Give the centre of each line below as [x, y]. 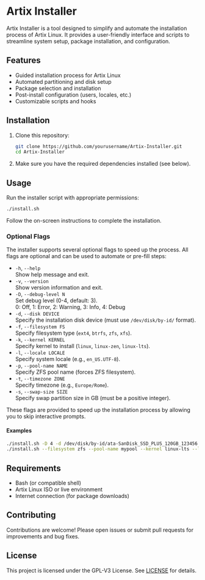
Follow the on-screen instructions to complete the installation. [84, 221]
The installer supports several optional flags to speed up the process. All [97, 250]
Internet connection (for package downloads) [72, 496]
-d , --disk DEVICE [37, 314]
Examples [19, 430]
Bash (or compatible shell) [48, 483]
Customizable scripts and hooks [56, 101]
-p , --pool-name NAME [41, 366]
